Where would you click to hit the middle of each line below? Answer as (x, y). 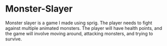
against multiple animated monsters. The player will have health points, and (84, 28)
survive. (14, 39)
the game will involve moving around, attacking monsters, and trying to (79, 33)
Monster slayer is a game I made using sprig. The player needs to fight (79, 23)
